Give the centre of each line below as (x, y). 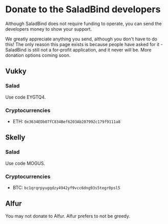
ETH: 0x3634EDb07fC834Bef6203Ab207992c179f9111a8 (67, 121)
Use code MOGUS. (25, 163)
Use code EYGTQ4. (26, 97)
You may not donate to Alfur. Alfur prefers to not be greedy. (68, 216)
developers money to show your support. (49, 29)
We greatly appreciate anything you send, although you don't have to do (81, 39)
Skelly (15, 137)
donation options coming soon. (38, 55)
